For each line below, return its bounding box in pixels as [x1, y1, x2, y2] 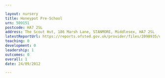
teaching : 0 [5, 39, 29, 44]
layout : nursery [5, 11, 38, 16]
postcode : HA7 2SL [5, 25, 43, 30]
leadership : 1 [5, 47, 34, 53]
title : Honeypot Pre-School [5, 16, 63, 21]
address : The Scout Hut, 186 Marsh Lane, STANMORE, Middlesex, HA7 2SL [5, 30, 155, 35]
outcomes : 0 [5, 52, 29, 57]
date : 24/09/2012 [5, 61, 41, 66]
